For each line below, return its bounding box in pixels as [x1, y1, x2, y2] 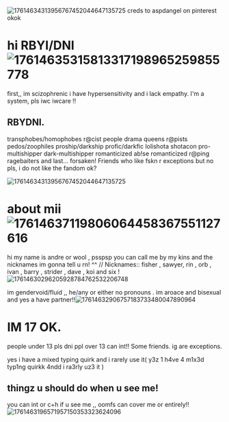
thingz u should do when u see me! [7, 382, 159, 394]
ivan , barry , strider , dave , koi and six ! [7, 267, 120, 275]
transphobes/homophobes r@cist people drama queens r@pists [7, 134, 188, 143]
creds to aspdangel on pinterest [127, 7, 217, 14]
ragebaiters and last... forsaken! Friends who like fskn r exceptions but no [7, 156, 214, 164]
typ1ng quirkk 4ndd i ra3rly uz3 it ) [7, 362, 105, 371]
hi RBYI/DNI [7, 38, 75, 53]
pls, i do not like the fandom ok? [7, 164, 97, 172]
